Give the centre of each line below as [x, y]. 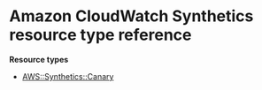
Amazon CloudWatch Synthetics [131, 16]
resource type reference [100, 35]
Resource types [39, 59]
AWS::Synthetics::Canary [68, 76]
